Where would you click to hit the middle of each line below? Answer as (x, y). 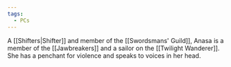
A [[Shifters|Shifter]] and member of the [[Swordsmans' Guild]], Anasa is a (115, 40)
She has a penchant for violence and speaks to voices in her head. (104, 55)
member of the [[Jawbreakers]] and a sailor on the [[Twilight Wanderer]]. (114, 48)
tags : (15, 14)
